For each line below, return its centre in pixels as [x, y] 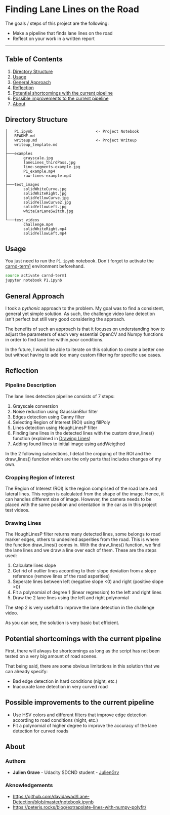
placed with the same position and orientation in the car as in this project [81, 504]
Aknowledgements [29, 785]
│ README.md [20, 136]
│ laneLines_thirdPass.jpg [40, 162]
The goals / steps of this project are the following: [57, 23]
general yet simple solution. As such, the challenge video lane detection [80, 314]
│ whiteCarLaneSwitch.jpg [39, 211]
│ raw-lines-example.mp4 [38, 176]
